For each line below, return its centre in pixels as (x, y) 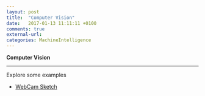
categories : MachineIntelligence (49, 40)
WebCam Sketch (36, 87)
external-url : (24, 35)
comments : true (26, 29)
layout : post (23, 12)
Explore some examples (36, 75)
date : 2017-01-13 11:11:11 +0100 (52, 23)
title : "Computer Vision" (41, 18)
